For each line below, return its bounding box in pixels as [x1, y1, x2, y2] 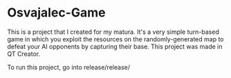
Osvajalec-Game [7, 5, 106, 21]
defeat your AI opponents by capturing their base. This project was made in [7, 42, 223, 50]
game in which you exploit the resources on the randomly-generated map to [7, 35, 224, 43]
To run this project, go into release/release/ [7, 63, 130, 71]
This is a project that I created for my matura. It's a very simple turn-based [7, 28, 219, 36]
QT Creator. [7, 50, 40, 58]
